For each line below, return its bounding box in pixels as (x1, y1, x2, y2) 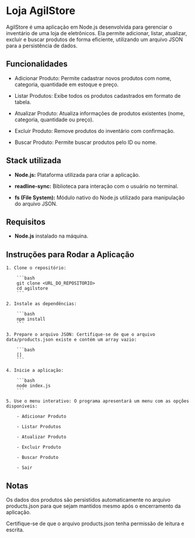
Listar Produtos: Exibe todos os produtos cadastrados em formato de (14, 92, 181, 99)
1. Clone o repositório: (6, 265, 67, 271)
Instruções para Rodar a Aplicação (6, 249, 134, 259)
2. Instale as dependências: (6, 301, 77, 307)
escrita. (6, 526, 25, 533)
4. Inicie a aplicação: (6, 368, 64, 373)
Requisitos (6, 217, 46, 227)
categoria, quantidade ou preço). (14, 116, 94, 123)
